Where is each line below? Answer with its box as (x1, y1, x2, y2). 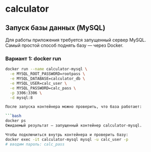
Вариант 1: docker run (5, 55, 62, 62)
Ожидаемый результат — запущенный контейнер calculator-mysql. (5, 123, 142, 128)
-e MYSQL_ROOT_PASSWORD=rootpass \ (10, 71, 85, 77)
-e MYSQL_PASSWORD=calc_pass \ (10, 85, 76, 91)
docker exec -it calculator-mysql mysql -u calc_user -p (5, 137, 129, 142)
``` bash (5, 113, 22, 119)
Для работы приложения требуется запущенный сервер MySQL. (5, 37, 146, 43)
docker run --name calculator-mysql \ (5, 67, 87, 72)
